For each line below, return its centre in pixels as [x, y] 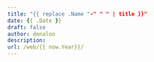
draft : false [27, 27]
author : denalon [31, 34]
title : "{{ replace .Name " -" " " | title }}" [77, 14]
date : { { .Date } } [34, 21]
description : [27, 41]
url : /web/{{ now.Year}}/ [45, 47]
